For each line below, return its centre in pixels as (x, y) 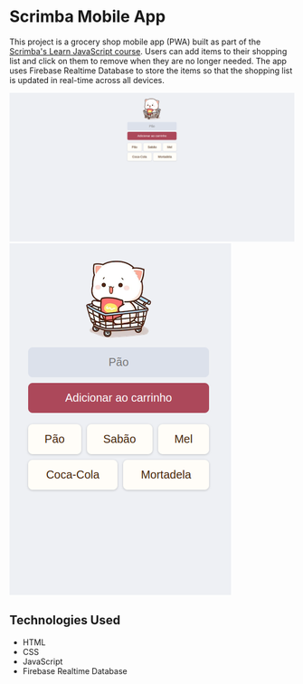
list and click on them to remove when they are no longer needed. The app (148, 61)
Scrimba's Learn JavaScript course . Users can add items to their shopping (148, 51)
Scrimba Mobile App (87, 17)
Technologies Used (65, 620)
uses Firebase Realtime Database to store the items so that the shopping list (151, 71)
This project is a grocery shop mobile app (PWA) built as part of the (135, 42)
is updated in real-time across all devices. (87, 80)
